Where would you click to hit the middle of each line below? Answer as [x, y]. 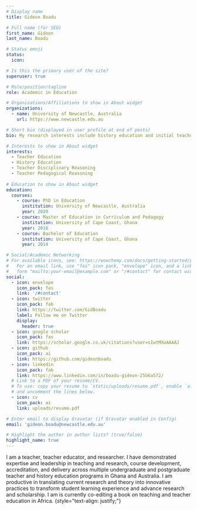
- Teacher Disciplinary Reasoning [53, 168]
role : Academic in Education [42, 92]
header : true [38, 326]
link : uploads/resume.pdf [48, 408]
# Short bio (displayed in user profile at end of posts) [78, 130]
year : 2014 [35, 245]
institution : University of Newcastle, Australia [83, 206]
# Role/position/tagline [36, 87]
